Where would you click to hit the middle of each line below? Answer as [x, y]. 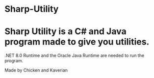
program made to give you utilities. [77, 42]
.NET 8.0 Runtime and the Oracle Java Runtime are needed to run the [75, 55]
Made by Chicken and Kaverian [36, 70]
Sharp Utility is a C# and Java [65, 32]
